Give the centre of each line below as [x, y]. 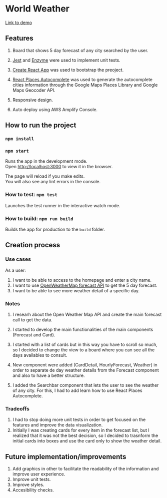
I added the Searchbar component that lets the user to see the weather [85, 385]
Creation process [33, 245]
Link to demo [19, 23]
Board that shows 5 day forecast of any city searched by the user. [80, 50]
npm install [20, 139]
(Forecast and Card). [34, 335]
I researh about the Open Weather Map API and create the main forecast [87, 314]
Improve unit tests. [31, 479]
